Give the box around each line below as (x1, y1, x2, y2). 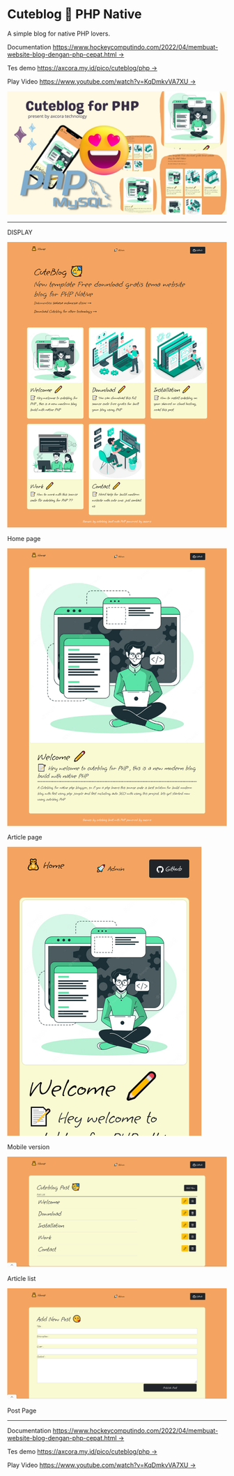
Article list (7, 1275, 36, 1283)
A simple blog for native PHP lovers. (7, 29, 110, 38)
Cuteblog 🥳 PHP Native (7, 6, 142, 22)
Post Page (7, 1406, 37, 1415)
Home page (7, 535, 41, 543)
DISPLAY (7, 228, 33, 236)
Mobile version (7, 1143, 50, 1151)
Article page (7, 832, 42, 841)
